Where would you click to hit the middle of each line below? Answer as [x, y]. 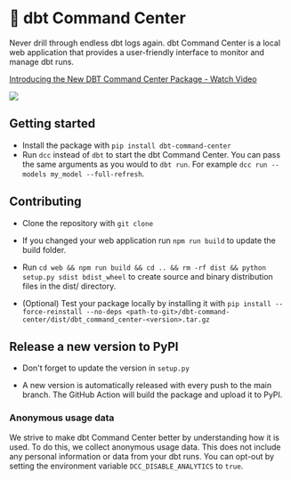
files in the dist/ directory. [69, 286]
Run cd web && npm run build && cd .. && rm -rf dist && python [144, 267]
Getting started [53, 124]
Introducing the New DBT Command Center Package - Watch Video [133, 78]
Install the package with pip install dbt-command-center [126, 145]
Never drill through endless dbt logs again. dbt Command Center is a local [145, 43]
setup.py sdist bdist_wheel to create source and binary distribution [147, 276]
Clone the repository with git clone [88, 223]
